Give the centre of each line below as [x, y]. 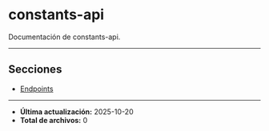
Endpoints [36, 89]
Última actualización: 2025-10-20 [76, 111]
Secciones [35, 69]
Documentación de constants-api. [64, 37]
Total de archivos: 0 [54, 120]
